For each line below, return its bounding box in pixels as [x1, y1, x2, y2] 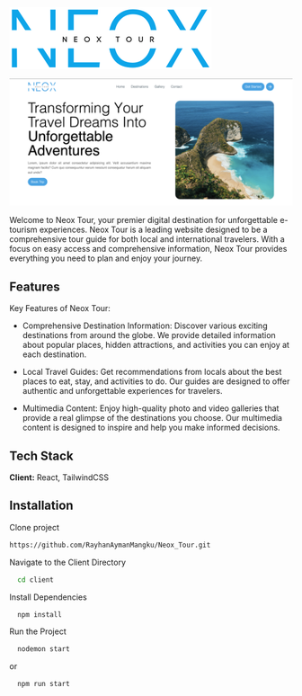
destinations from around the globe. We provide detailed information [22, 330, 276, 341]
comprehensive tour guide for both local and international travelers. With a [9, 234, 285, 245]
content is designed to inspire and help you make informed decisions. [22, 422, 280, 433]
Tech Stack [9, 448, 74, 463]
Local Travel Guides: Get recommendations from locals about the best [22, 367, 282, 378]
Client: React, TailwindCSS [9, 472, 110, 483]
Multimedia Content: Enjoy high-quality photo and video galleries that [22, 403, 280, 414]
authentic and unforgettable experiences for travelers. [22, 386, 223, 397]
